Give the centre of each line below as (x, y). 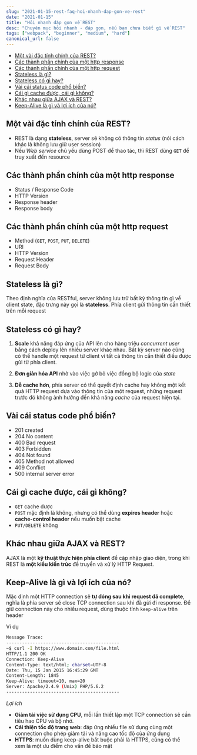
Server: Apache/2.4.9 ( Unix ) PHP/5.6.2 (55, 687)
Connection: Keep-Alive (35, 659)
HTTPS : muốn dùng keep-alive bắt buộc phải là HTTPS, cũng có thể (97, 739)
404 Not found (33, 455)
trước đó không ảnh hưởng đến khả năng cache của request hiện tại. (98, 398)
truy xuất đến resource (42, 157)
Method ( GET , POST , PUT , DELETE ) (52, 241)
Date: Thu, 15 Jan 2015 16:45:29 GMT (52, 670)
